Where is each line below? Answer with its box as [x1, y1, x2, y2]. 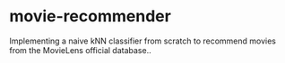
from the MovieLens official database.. [9, 44, 151, 55]
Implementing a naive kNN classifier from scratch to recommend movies [9, 35, 276, 46]
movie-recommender [9, 6, 172, 27]
